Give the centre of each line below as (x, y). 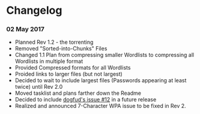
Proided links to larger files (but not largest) (69, 74)
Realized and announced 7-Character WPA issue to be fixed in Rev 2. (100, 106)
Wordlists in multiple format (49, 61)
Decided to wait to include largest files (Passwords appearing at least (101, 80)
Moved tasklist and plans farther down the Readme (78, 93)
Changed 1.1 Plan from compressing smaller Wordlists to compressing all (104, 55)
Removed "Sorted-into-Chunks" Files (61, 49)
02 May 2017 (26, 29)
